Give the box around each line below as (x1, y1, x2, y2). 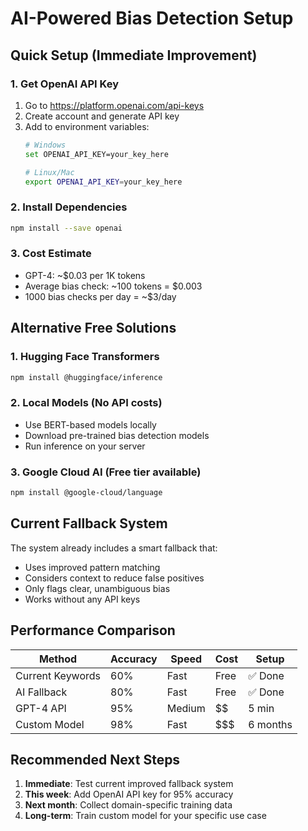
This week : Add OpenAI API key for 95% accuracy (24, 788, 234, 801)
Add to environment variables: (24, 120, 150, 132)
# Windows (24, 140, 67, 150)
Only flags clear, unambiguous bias (24, 582, 171, 594)
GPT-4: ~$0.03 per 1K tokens (24, 269, 146, 281)
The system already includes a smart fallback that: (10, 542, 218, 554)
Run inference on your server (24, 440, 146, 452)
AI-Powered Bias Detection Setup (10, 7, 294, 30)
